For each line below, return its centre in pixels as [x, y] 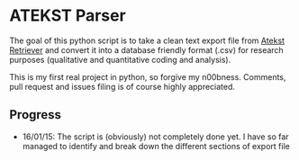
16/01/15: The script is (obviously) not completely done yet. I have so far [156, 137]
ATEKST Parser [68, 16]
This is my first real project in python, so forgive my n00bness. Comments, [148, 76]
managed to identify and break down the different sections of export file [156, 146]
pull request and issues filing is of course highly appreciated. [122, 86]
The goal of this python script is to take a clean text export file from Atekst [147, 40]
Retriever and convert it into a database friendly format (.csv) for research [146, 49]
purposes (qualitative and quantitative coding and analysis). [120, 59]
